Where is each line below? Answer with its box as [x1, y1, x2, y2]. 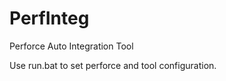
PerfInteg [9, 7, 90, 30]
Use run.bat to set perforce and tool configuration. [9, 59, 217, 71]
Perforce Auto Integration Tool [9, 40, 134, 52]
